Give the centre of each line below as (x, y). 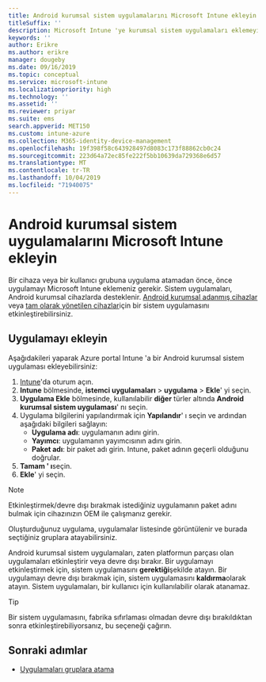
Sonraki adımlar (48, 650)
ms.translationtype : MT (47, 163)
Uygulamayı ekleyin (58, 339)
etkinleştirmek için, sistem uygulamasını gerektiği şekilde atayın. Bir (118, 569)
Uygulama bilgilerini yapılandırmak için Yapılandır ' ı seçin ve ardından (133, 415)
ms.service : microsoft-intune (58, 82)
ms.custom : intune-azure (49, 133)
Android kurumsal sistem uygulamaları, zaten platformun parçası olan (121, 553)
